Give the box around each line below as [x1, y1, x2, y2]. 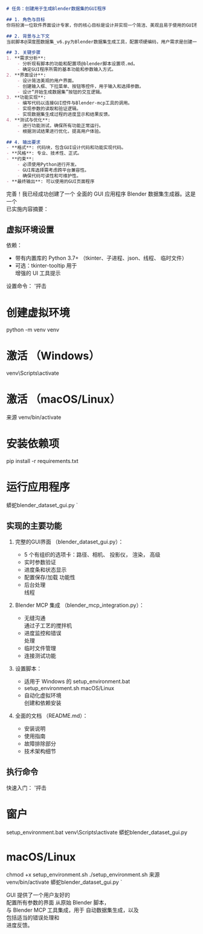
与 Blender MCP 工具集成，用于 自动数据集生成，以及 [6, 906, 139, 913]
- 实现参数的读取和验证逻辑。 [17, 106, 82, 112]
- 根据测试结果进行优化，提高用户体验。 [17, 128, 104, 134]
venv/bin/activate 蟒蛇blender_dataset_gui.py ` [6, 878, 123, 886]
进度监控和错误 [24, 629, 62, 636]
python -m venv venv [6, 326, 59, 333]
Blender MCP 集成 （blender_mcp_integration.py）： [14, 601, 145, 609]
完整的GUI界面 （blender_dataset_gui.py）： [14, 538, 124, 545]
